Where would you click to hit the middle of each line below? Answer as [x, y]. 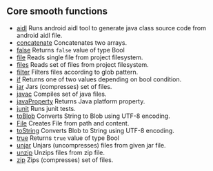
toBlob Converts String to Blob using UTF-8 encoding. [93, 116]
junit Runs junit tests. [46, 108]
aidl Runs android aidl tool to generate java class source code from [111, 28]
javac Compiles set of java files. [61, 94]
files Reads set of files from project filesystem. [82, 64]
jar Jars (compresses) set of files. [64, 86]
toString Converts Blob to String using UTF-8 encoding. [95, 130]
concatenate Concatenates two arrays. [72, 42]
